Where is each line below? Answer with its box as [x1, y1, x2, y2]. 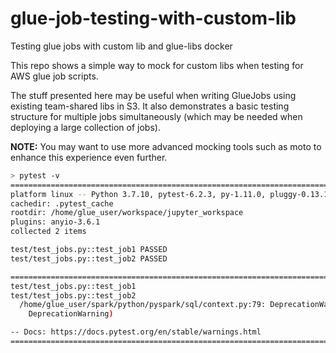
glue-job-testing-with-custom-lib [10, 7, 297, 30]
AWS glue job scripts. [10, 70, 99, 82]
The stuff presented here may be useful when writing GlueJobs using [10, 89, 297, 101]
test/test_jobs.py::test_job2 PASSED [10, 253, 168, 264]
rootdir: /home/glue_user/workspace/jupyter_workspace [10, 208, 244, 218]
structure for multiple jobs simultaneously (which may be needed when [10, 110, 303, 122]
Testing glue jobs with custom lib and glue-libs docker [10, 40, 233, 52]
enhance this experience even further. [10, 151, 168, 163]
